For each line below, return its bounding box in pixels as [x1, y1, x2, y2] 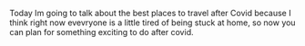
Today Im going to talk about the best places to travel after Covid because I [9, 8, 291, 18]
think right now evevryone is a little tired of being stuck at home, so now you [9, 17, 296, 28]
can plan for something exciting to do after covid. [9, 27, 194, 37]
